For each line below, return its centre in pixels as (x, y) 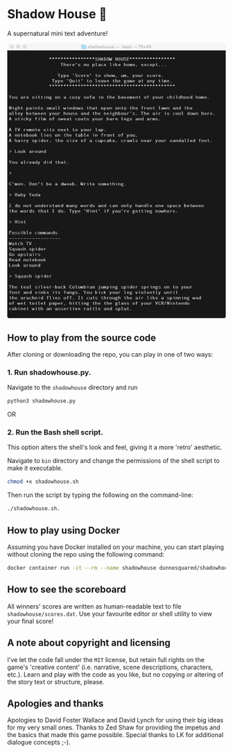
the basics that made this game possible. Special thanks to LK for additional (115, 735)
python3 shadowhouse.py (42, 401)
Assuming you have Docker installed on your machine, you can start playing (115, 547)
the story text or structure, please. (56, 682)
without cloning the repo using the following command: (86, 554)
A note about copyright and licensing (89, 643)
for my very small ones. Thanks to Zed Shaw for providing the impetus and (114, 727)
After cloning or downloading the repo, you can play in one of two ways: (110, 354)
